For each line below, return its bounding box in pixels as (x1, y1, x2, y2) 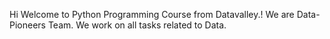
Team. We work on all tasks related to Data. (47, 19, 227, 31)
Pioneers (9, 19, 46, 31)
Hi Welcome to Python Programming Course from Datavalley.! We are (9, 9, 295, 20)
